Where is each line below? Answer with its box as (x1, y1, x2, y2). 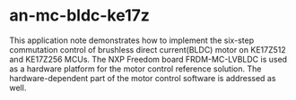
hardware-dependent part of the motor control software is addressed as (9, 72, 276, 83)
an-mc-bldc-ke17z (9, 5, 151, 26)
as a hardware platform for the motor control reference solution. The (9, 63, 262, 74)
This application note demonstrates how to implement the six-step (9, 35, 254, 46)
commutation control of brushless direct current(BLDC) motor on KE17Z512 (9, 44, 287, 54)
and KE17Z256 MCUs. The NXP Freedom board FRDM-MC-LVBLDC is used (9, 54, 288, 64)
